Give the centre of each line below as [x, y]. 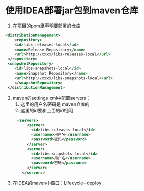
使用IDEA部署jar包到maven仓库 [72, 10]
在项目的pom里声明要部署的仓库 [46, 26]
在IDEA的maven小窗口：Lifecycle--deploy [57, 183]
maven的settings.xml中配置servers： [52, 98]
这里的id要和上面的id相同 [46, 111]
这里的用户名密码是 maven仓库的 [55, 104]
